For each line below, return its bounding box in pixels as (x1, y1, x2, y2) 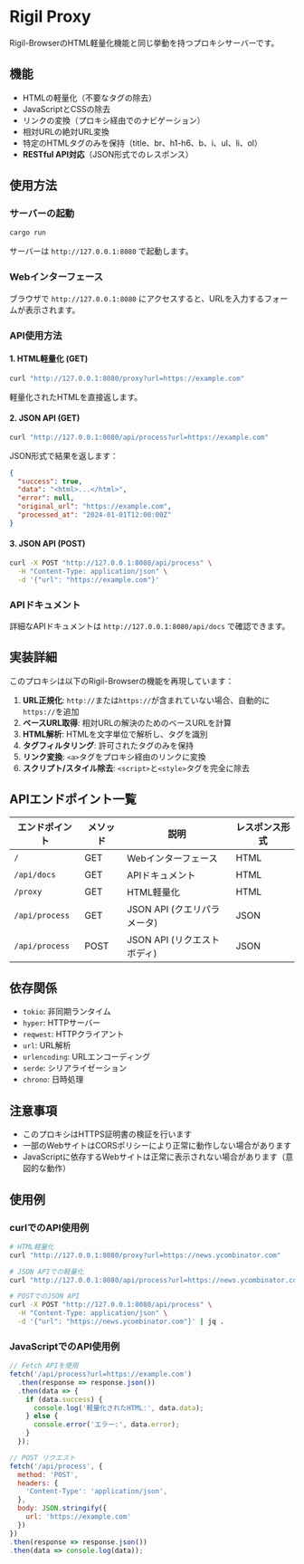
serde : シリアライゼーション (22, 1063, 128, 1073)
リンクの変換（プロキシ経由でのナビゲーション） (22, 115, 205, 126)
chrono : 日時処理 (22, 1074, 84, 1085)
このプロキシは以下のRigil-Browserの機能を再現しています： (9, 675, 234, 686)
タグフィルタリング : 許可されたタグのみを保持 (22, 739, 195, 750)
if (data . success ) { (25, 1395, 103, 1404)
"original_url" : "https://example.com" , (17, 502, 172, 511)
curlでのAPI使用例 (9, 1221, 90, 1234)
